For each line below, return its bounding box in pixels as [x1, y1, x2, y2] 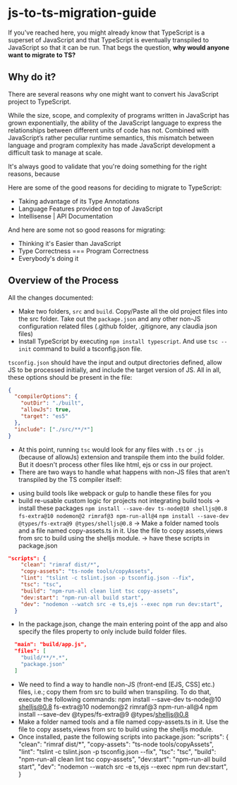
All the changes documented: [8, 293, 94, 302]
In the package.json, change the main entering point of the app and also [18, 620, 228, 629]
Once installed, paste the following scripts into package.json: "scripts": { [18, 732, 229, 741]
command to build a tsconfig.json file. [32, 344, 142, 353]
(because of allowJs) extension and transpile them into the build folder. [18, 452, 225, 461]
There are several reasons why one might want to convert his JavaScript [8, 89, 219, 98]
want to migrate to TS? [8, 51, 76, 59]
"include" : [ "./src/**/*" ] [14, 426, 94, 433]
